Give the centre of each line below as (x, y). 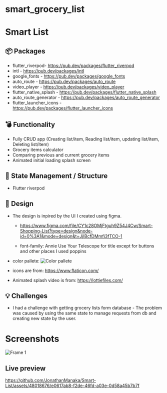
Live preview (25, 368)
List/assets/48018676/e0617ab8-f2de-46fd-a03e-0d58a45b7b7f (72, 385)
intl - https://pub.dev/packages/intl (48, 71)
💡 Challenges (26, 296)
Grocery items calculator (38, 149)
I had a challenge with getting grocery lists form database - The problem (87, 308)
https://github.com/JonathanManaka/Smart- (51, 380)
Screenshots (32, 339)
